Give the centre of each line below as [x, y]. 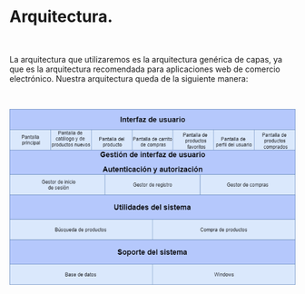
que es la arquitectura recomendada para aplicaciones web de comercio [145, 69]
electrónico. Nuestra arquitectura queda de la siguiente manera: [129, 78]
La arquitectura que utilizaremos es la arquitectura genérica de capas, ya [146, 59]
